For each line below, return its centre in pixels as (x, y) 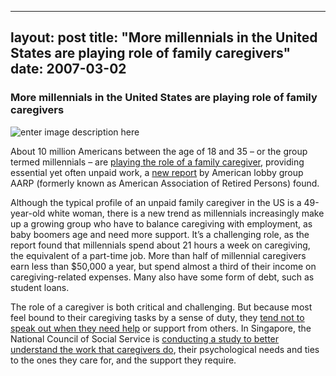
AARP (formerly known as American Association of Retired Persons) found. (165, 183)
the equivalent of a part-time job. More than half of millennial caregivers (158, 255)
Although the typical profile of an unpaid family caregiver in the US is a (156, 202)
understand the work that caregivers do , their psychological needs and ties (165, 349)
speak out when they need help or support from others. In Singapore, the (161, 328)
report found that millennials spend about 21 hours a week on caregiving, (160, 245)
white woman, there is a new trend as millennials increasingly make (186, 213)
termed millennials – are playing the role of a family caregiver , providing (157, 162)
